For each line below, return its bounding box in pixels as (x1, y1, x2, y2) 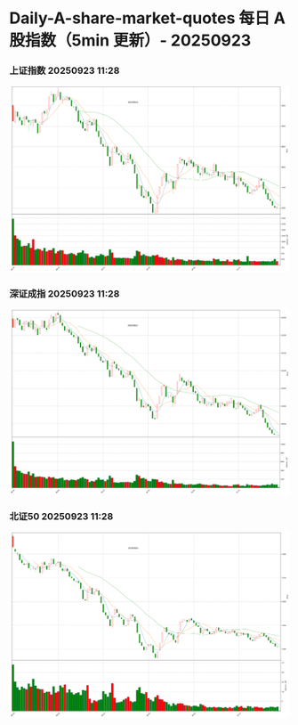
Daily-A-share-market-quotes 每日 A (9, 8, 286, 29)
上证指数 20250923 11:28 (9, 64, 120, 77)
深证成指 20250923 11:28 (9, 287, 120, 299)
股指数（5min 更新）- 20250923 (9, 30, 252, 51)
